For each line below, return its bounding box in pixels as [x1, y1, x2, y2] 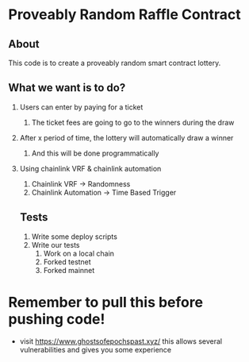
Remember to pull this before [8, 293, 204, 311]
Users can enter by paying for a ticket [19, 102, 144, 112]
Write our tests [31, 240, 80, 249]
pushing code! [8, 310, 105, 328]
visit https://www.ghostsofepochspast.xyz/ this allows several [19, 336, 223, 346]
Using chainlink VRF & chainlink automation [19, 164, 162, 173]
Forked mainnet [43, 265, 95, 275]
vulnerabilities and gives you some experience [19, 345, 172, 354]
